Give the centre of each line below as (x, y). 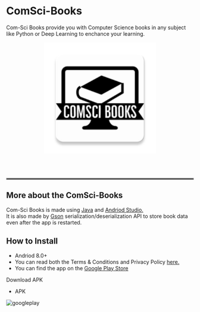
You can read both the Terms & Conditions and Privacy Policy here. (97, 262)
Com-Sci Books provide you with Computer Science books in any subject (96, 27)
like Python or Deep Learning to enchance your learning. (76, 33)
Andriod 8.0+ (31, 255)
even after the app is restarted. (44, 222)
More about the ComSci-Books (65, 196)
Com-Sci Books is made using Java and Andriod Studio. (75, 210)
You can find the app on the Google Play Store (71, 268)
